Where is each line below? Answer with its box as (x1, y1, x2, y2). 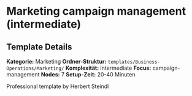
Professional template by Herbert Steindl (6, 83, 109, 90)
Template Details (6, 42, 72, 52)
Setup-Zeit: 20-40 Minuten (66, 71, 136, 78)
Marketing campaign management (6, 4, 186, 18)
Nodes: (40, 71, 60, 78)
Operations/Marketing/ (6, 65, 64, 72)
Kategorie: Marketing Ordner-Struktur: (6, 58, 107, 65)
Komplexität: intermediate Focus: (65, 64, 152, 72)
